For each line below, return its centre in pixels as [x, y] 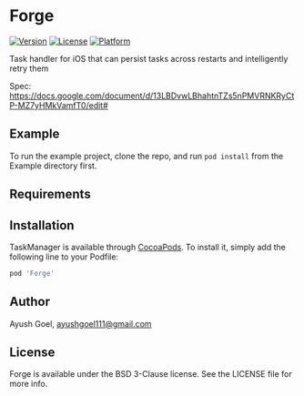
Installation [42, 225]
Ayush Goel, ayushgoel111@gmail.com [81, 323]
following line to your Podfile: [64, 257]
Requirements [50, 194]
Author [30, 302]
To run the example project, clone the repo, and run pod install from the [147, 156]
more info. [29, 384]
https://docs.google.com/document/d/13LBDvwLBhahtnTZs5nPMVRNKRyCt [152, 96]
